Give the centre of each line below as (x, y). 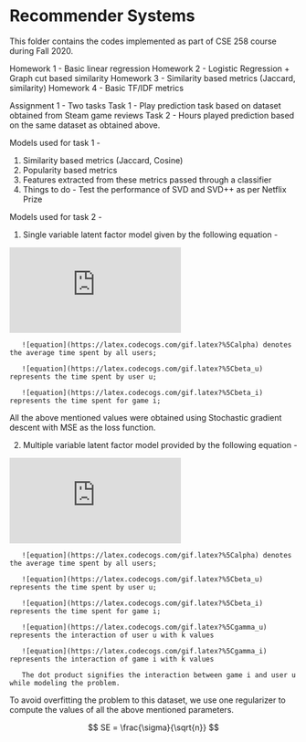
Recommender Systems (102, 16)
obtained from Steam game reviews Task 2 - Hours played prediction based (152, 115)
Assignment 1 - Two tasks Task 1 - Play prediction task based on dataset (145, 105)
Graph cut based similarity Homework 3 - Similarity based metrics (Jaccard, (153, 78)
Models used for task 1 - (55, 142)
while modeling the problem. (65, 683)
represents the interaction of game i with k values (112, 659)
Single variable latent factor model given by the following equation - (150, 235)
